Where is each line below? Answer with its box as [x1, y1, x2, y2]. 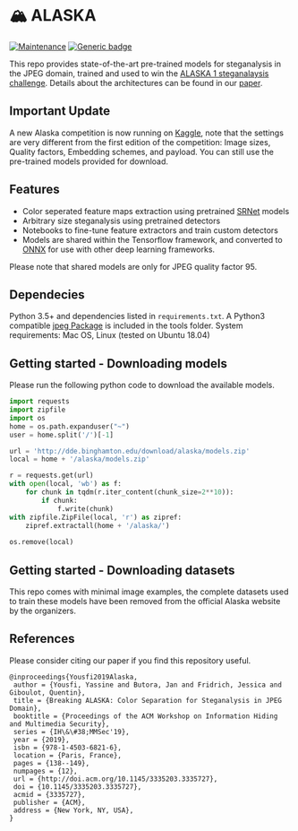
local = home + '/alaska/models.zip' [9, 454, 150, 464]
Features [9, 182, 60, 197]
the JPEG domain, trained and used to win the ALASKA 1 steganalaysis [9, 67, 269, 79]
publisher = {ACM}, [13, 798, 87, 807]
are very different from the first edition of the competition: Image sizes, [9, 136, 271, 147]
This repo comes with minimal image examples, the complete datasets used [9, 586, 289, 597]
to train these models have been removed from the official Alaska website [9, 596, 281, 606]
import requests [9, 397, 70, 406]
